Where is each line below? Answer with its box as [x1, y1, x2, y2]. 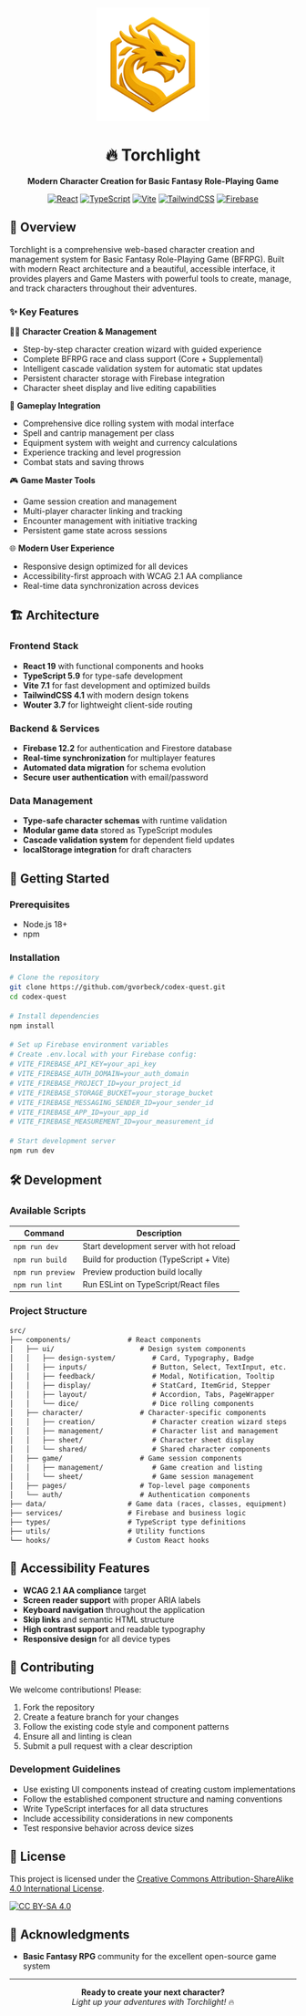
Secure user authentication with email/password [22, 772, 209, 783]
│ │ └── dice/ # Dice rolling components [9, 1399, 255, 1408]
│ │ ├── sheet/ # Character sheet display [9, 1435, 255, 1444]
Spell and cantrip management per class [22, 428, 175, 439]
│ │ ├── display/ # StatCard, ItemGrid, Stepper [9, 1380, 271, 1390]
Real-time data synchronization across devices [22, 581, 199, 592]
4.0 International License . [9, 1883, 105, 1894]
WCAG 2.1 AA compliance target [22, 1585, 147, 1596]
